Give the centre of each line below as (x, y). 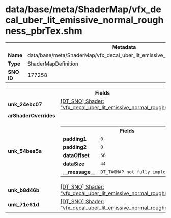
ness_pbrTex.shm (44, 31)
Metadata (124, 47)
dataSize (74, 164)
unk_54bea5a (25, 151)
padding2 (75, 147)
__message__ (79, 172)
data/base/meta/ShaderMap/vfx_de (83, 9)
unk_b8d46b (24, 190)
